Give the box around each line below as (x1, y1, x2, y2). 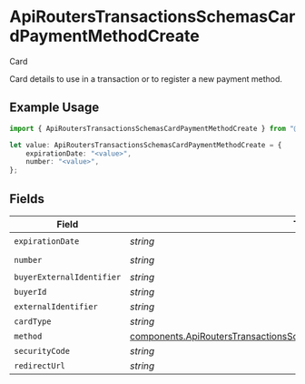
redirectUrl (14, 360, 66, 370)
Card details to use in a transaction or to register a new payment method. (9, 73, 283, 84)
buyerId (14, 287, 47, 297)
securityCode (14, 346, 71, 356)
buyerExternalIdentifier (14, 271, 122, 282)
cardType (14, 316, 52, 327)
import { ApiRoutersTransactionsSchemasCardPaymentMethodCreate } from (9, 124, 286, 133)
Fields (9, 191, 45, 207)
